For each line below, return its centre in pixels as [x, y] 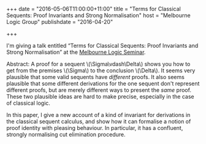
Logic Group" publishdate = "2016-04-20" [60, 22]
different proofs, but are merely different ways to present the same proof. [99, 90]
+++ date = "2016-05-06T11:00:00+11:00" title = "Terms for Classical [93, 9]
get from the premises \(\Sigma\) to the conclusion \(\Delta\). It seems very [101, 70]
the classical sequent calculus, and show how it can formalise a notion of [99, 121]
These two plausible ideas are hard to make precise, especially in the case [100, 97]
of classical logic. [29, 103]
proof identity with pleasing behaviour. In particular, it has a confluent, [95, 128]
